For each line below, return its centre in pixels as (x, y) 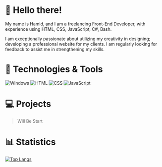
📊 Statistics (30, 142)
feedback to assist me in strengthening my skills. (55, 49)
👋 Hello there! (33, 10)
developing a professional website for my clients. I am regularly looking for (81, 44)
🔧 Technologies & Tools (54, 69)
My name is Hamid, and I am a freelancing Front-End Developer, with (75, 24)
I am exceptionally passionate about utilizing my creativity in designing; (78, 39)
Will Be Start (30, 121)
